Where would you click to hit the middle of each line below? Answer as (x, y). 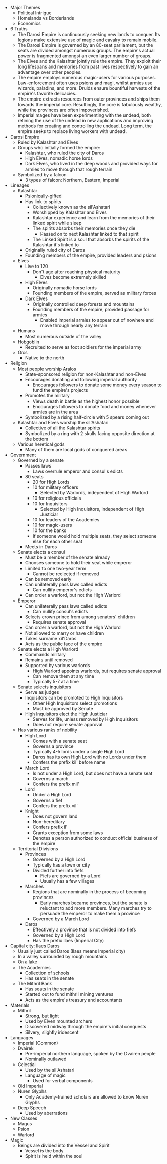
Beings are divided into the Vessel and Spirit (64, 1145)
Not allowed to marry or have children (65, 633)
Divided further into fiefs (58, 870)
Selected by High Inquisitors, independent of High (92, 509)
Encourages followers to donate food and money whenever (94, 406)
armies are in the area (55, 412)
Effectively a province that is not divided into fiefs (84, 929)
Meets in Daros (41, 547)
